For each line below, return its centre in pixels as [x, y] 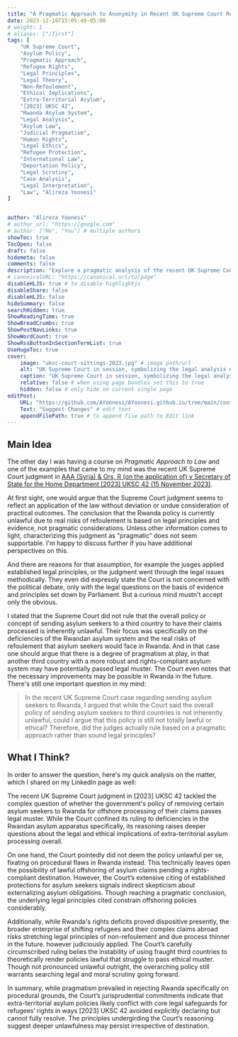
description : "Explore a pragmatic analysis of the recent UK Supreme [114, 270]
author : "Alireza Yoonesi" [47, 218]
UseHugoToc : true [33, 350]
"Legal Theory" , [44, 80]
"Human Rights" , [44, 139]
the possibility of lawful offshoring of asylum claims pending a [98, 869]
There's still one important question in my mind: [77, 684]
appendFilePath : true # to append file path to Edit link [107, 416]
